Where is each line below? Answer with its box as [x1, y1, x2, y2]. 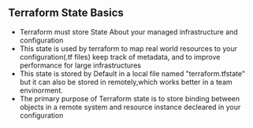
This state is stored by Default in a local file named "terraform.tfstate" [19, 68, 246, 78]
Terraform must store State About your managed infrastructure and [19, 27, 238, 36]
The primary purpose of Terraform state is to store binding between [19, 93, 240, 103]
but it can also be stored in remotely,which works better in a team [19, 77, 233, 86]
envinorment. [19, 86, 63, 95]
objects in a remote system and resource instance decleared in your [19, 102, 241, 112]
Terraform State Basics [8, 6, 125, 20]
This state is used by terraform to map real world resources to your [19, 43, 238, 53]
